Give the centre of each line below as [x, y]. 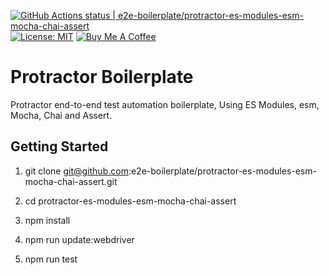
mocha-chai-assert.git [71, 181]
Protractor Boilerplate [102, 77]
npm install [47, 220]
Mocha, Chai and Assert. [61, 115]
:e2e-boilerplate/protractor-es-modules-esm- [222, 171]
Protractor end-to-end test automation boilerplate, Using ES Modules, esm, [165, 104]
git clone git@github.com [76, 171]
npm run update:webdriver [79, 239]
